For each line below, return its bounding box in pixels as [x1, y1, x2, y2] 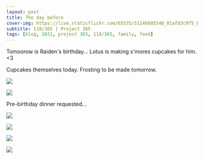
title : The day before [6, 15, 64, 21]
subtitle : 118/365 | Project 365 [6, 25, 91, 32]
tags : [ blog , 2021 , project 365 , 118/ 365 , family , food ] [6, 31, 154, 37]
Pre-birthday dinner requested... [6, 100, 87, 108]
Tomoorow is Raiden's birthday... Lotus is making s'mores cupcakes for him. [6, 48, 197, 55]
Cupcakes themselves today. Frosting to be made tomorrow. [6, 66, 157, 73]
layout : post [6, 8, 39, 15]
